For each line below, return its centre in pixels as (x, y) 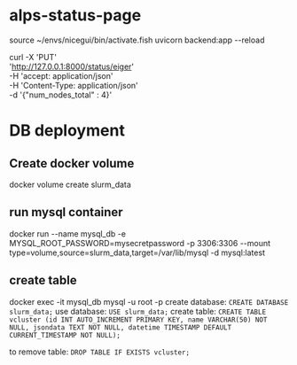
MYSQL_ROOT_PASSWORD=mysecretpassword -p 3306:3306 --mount (140, 243)
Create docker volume (72, 163)
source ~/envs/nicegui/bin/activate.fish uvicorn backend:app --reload (137, 40)
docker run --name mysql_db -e (68, 233)
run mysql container (66, 212)
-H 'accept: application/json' (61, 75)
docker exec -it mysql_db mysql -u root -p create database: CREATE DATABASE (149, 301)
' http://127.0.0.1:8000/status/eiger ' (72, 66)
